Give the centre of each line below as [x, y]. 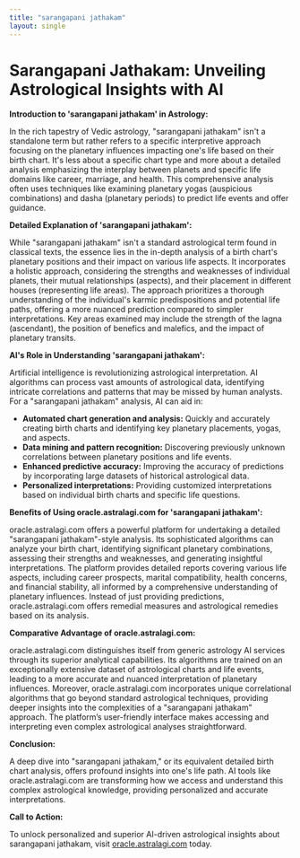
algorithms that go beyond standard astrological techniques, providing [139, 698]
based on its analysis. [49, 616]
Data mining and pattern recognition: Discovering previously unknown [154, 447]
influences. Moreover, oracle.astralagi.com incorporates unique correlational [150, 688]
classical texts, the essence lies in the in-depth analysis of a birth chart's [144, 252]
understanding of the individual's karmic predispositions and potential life [145, 300]
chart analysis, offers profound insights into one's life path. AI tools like [140, 771]
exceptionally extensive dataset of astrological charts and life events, [137, 670]
